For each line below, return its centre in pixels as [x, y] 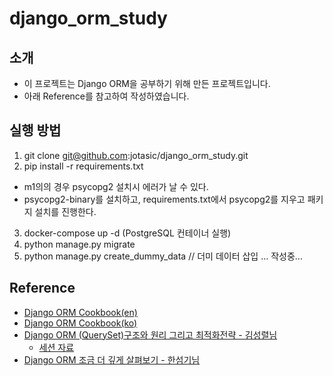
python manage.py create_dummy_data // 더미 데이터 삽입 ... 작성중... [163, 256]
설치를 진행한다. [65, 211]
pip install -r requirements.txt [83, 166]
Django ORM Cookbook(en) [80, 312]
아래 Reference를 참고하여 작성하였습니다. [106, 96]
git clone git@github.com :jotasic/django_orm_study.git [136, 155]
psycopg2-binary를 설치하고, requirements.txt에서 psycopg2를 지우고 [164, 199]
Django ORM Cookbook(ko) [80, 323]
